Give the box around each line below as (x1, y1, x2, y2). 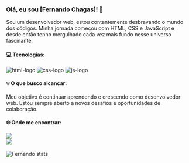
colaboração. (6, 106, 38, 113)
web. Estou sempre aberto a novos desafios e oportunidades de (6, 99, 161, 106)
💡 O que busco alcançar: (6, 80, 67, 87)
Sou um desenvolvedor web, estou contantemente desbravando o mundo (6, 19, 184, 26)
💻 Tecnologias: (6, 51, 45, 58)
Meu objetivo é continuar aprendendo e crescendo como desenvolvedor (6, 93, 181, 100)
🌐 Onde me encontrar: (6, 119, 61, 126)
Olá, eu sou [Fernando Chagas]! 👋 (6, 5, 104, 13)
